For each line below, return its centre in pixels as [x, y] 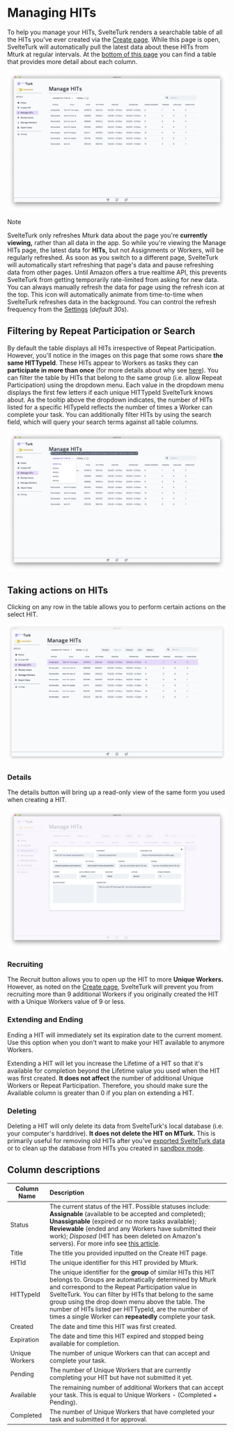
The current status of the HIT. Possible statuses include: [130, 1206]
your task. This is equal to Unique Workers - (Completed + [133, 1394]
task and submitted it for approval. [99, 1419]
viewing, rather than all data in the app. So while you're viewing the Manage [117, 242]
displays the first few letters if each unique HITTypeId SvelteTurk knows [110, 392]
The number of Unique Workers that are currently [120, 1370]
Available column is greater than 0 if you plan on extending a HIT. [101, 1093]
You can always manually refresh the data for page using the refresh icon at [116, 287]
